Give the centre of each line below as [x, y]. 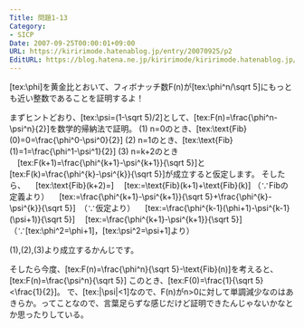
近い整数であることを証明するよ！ [81, 98]
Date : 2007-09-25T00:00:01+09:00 [72, 43]
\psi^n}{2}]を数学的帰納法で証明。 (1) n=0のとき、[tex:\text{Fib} [128, 129]
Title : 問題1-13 [38, 18]
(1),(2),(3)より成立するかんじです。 [74, 250]
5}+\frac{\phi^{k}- [238, 197]
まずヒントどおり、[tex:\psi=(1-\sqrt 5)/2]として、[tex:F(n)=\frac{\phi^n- [143, 117]
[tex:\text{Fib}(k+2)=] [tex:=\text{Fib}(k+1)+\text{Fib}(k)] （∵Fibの [162, 185]
